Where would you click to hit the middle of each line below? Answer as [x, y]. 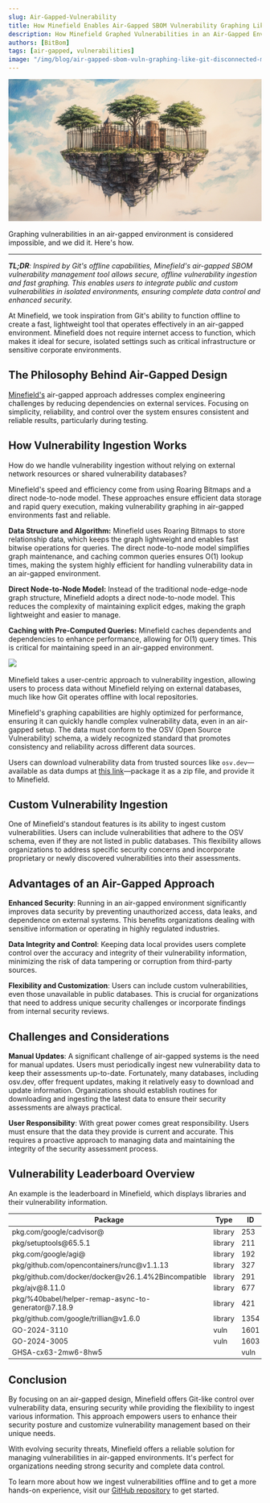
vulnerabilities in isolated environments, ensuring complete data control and [135, 292]
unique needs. [32, 1434]
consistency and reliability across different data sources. [102, 746]
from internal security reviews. [59, 1011]
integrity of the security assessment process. [83, 1149]
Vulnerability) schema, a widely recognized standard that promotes [120, 738]
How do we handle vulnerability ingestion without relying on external [122, 465]
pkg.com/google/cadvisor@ [58, 1231]
